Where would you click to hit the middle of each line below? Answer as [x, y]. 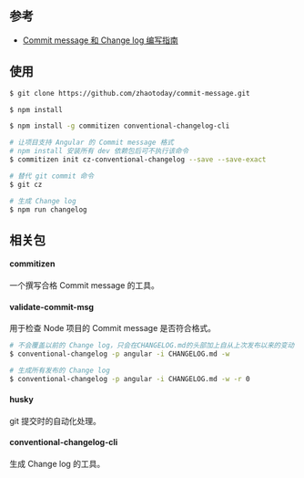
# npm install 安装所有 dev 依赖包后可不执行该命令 [99, 151]
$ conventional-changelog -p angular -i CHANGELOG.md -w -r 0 [130, 379]
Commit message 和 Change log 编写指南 [101, 40]
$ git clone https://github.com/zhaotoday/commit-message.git [130, 93]
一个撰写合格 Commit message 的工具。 [84, 285]
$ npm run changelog [49, 209]
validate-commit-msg [51, 307]
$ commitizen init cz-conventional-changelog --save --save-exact [138, 160]
